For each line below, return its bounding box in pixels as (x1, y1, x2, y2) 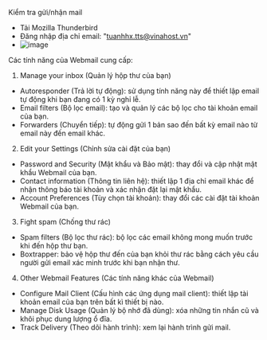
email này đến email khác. (19, 128, 106, 138)
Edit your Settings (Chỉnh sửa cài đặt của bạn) (19, 144, 171, 153)
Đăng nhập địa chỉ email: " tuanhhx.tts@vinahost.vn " (19, 32, 191, 41)
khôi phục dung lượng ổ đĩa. (19, 315, 112, 323)
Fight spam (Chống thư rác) (19, 217, 112, 226)
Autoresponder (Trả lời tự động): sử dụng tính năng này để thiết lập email (19, 86, 260, 96)
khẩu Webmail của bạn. (19, 168, 97, 177)
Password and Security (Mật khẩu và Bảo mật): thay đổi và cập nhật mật (19, 159, 257, 169)
